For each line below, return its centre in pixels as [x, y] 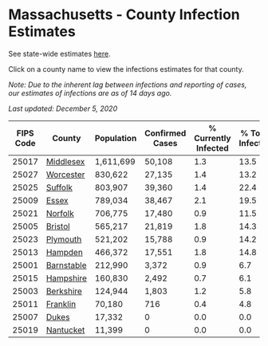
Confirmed [166, 133]
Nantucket [65, 330]
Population [116, 138]
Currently [213, 138]
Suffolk [59, 187]
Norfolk [60, 213]
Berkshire [64, 291]
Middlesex [65, 161]
